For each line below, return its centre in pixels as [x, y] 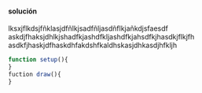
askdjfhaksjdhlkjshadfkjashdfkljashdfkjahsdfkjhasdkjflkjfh [101, 37]
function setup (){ [38, 60]
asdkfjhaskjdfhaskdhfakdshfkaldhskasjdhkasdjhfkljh [93, 45]
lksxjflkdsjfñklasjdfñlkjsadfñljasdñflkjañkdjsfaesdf [88, 28]
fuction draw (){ [35, 74]
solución [23, 11]
